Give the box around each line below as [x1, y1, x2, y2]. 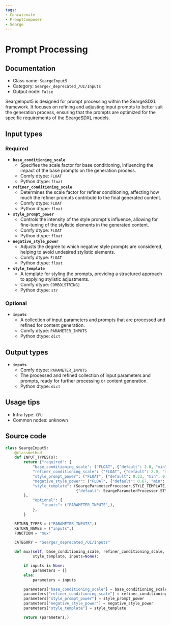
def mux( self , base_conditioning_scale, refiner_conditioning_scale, [14, 549, 165, 554]
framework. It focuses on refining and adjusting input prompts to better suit [5, 104, 163, 110]
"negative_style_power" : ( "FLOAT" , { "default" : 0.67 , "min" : [32, 479, 165, 484]
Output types [5, 348, 48, 356]
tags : [5, 7, 17, 13]
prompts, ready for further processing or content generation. [20, 378, 148, 384]
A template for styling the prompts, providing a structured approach [20, 271, 162, 277]
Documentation [5, 64, 56, 73]
